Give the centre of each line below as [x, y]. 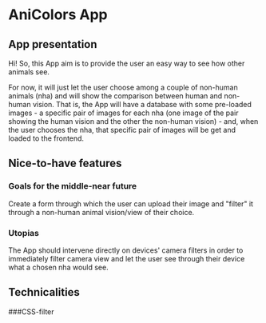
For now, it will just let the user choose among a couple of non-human [123, 87]
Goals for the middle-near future [73, 186]
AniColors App [58, 15]
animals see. [29, 72]
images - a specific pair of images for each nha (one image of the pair [123, 113]
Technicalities [44, 292]
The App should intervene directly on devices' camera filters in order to [126, 250]
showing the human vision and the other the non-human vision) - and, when [133, 121]
